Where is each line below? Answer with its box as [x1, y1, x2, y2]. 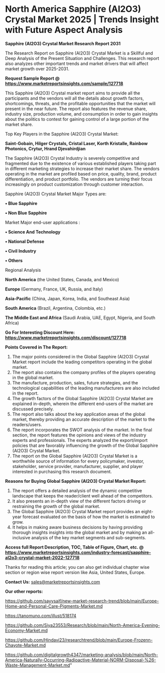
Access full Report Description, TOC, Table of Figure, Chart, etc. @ [5, 544, 144, 550]
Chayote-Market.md [5, 642, 46, 648]
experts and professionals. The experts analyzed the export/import [12, 437, 148, 443]
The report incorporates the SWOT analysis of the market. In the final [12, 427, 152, 433]
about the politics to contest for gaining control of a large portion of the [5, 116, 149, 122]
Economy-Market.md [5, 627, 48, 633]
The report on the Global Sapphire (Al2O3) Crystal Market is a [12, 453, 137, 459]
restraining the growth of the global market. [12, 503, 101, 509]
